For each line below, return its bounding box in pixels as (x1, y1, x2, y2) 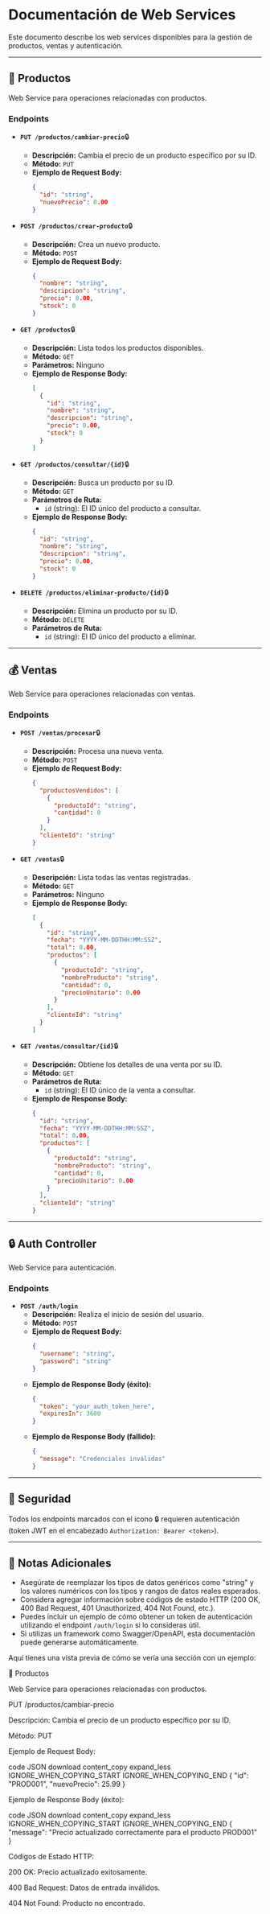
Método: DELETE (31, 614, 85, 624)
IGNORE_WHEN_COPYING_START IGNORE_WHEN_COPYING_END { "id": (8, 1771, 249, 1780)
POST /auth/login (19, 1303, 79, 1311)
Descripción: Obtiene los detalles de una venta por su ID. (31, 1060, 223, 1069)
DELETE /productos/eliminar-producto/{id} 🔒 (19, 587, 169, 597)
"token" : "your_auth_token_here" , (39, 1402, 155, 1410)
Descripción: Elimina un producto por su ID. (31, 606, 178, 615)
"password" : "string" (39, 1357, 112, 1365)
